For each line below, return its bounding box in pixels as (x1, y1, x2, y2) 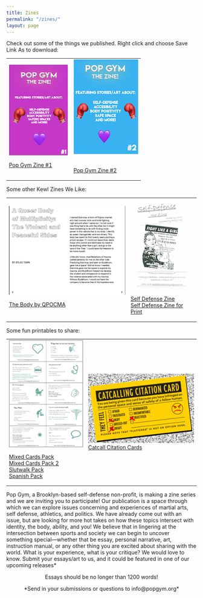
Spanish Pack (8, 472, 43, 479)
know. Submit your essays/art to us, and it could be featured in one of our (6, 555, 190, 562)
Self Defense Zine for (130, 302, 184, 309)
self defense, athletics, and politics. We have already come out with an (6, 510, 182, 518)
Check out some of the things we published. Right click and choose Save (6, 40, 188, 47)
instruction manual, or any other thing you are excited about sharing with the (6, 542, 196, 550)
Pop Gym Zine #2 (73, 167, 117, 174)
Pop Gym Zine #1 (8, 161, 53, 169)
